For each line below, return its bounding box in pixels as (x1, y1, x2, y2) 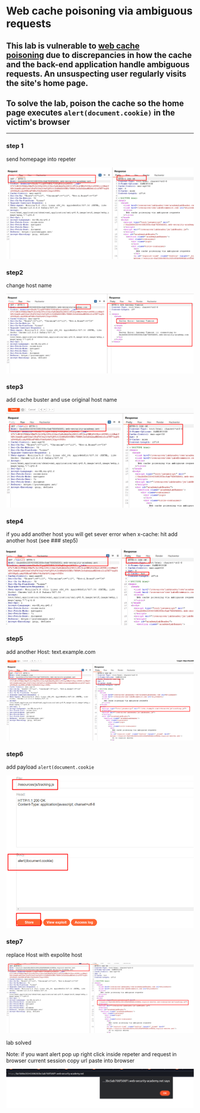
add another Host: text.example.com (6, 648, 96, 655)
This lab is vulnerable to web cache (6, 41, 140, 51)
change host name (6, 282, 52, 289)
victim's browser (6, 117, 70, 127)
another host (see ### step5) (6, 537, 79, 545)
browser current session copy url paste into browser (6, 1057, 135, 1064)
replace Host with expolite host (6, 951, 82, 958)
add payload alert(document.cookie (6, 763, 94, 770)
